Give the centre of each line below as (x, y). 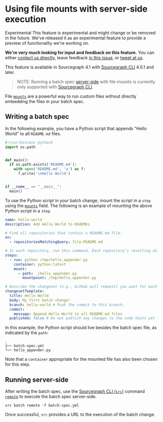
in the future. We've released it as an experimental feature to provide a (75, 38)
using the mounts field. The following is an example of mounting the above (79, 206)
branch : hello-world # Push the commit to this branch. (67, 305)
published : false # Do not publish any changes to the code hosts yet (82, 318)
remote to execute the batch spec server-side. (51, 397)
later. (10, 72)
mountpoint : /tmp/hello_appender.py (59, 278)
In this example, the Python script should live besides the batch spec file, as (81, 328)
